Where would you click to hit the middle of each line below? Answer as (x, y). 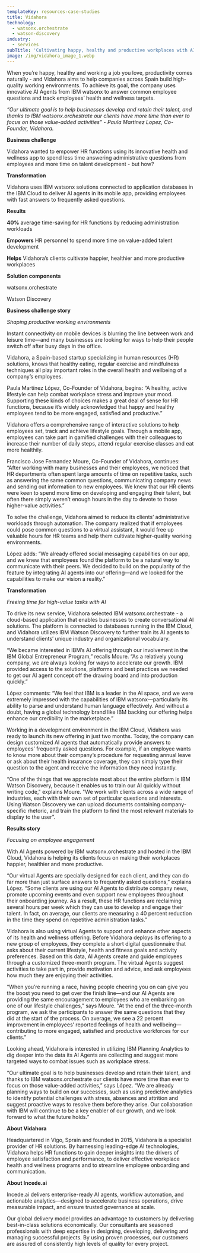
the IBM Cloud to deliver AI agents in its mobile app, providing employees (96, 193)
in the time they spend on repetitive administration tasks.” (77, 920)
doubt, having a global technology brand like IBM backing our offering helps (100, 712)
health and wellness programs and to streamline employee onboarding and (98, 1165)
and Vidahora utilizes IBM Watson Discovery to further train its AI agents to (98, 632)
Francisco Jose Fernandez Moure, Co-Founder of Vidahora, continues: (93, 461)
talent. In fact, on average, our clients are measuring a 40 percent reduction (99, 913)
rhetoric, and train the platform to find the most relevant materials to (110, 810)
